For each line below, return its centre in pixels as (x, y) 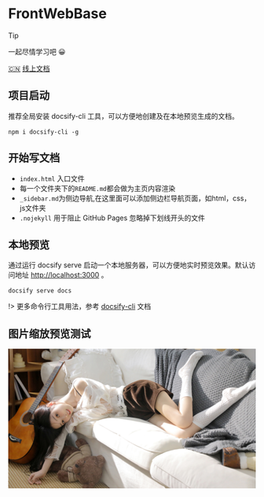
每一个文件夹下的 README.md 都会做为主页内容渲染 (97, 188)
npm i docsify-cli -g (44, 132)
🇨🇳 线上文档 (29, 68)
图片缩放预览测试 (49, 334)
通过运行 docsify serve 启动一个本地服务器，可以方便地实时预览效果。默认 (128, 265)
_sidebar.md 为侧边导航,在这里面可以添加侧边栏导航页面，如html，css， (135, 198)
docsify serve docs (40, 291)
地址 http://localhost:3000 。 (61, 275)
